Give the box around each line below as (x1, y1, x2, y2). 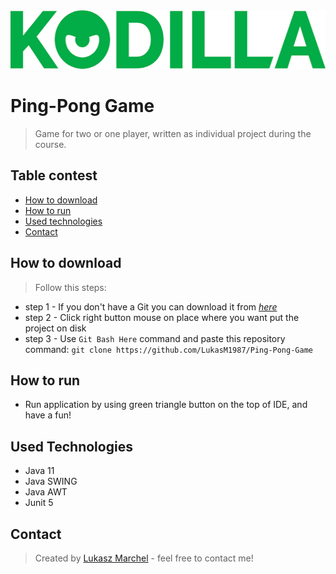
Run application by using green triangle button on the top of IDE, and (24, 399, 308, 411)
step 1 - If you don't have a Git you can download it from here (24, 300, 278, 313)
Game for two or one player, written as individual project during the (34, 127, 312, 139)
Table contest (10, 167, 98, 184)
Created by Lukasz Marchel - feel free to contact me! (34, 552, 254, 564)
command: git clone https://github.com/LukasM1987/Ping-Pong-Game (24, 343, 313, 355)
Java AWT (24, 486, 68, 498)
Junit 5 (24, 497, 54, 509)
